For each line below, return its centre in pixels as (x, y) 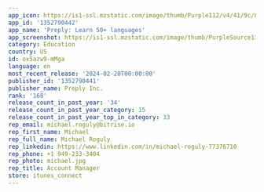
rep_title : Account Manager (54, 168)
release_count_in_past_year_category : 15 (77, 110)
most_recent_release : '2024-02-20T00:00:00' (82, 74)
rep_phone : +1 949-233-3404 (54, 154)
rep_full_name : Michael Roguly (59, 139)
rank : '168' (27, 96)
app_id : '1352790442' (44, 23)
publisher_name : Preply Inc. (56, 88)
